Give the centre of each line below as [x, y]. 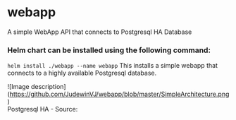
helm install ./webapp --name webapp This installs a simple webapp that [113, 66]
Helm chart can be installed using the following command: [109, 50]
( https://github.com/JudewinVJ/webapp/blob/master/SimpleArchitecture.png [118, 94]
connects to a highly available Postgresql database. [82, 73]
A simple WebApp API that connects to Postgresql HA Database [100, 32]
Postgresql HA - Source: [43, 109]
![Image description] [37, 87]
